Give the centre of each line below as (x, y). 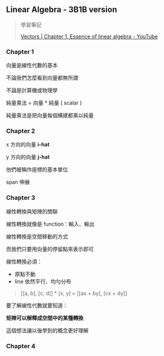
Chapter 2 (21, 131)
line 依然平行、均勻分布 (43, 281)
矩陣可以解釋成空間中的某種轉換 (45, 318)
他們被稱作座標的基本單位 (37, 170)
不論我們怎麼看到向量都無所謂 (42, 78)
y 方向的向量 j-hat (28, 157)
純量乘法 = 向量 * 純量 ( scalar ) (44, 103)
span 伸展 (18, 182)
